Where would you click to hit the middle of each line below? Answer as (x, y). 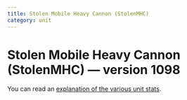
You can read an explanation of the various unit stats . (84, 89)
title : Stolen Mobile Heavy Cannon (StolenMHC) (78, 14)
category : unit (30, 20)
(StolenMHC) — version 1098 (94, 70)
